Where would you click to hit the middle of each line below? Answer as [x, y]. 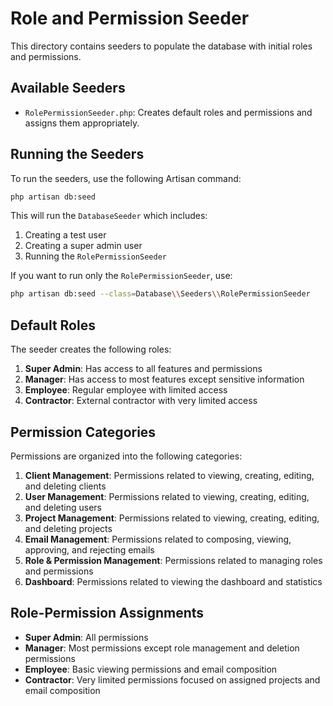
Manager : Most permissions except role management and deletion [162, 648]
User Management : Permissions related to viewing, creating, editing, [167, 496]
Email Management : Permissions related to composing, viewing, [158, 539]
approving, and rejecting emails [89, 549]
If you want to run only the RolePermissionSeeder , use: [121, 276]
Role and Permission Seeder [130, 18]
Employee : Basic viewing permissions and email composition [151, 669]
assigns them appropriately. [82, 123]
